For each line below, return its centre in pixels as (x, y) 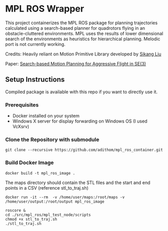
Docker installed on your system (46, 116)
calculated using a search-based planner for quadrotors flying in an (75, 28)
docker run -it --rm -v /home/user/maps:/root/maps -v (65, 197)
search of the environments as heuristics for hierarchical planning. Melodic (83, 39)
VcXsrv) (21, 127)
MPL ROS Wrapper (45, 9)
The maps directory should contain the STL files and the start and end (78, 183)
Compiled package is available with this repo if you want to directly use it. (81, 92)
